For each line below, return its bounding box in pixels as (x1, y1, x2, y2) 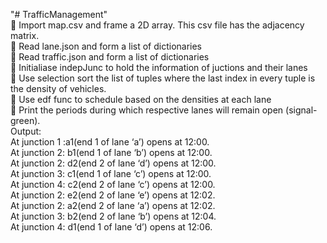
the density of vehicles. (10, 83, 107, 94)
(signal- (285, 104, 318, 116)
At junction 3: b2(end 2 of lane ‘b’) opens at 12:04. (10, 210, 217, 222)
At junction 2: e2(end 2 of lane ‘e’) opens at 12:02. (10, 189, 216, 201)
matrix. (10, 30, 40, 41)
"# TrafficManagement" (10, 9, 108, 20)
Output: (10, 125, 42, 137)
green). (10, 115, 41, 126)
